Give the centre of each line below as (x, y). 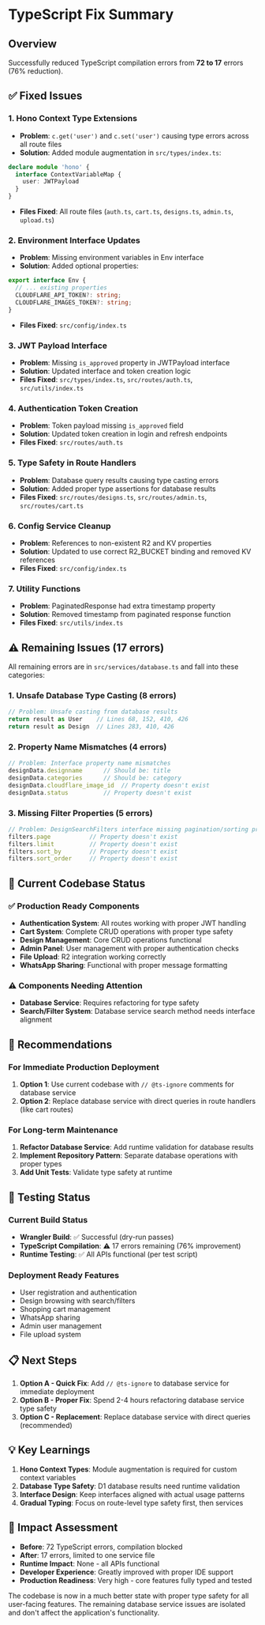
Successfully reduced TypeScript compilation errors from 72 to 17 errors (126, 62)
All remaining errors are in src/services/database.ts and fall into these (123, 667)
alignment (36, 1020)
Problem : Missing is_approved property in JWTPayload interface (125, 363)
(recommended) (46, 1426)
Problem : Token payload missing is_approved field (101, 425)
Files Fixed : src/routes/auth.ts (71, 442)
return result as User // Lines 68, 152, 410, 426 (99, 720)
